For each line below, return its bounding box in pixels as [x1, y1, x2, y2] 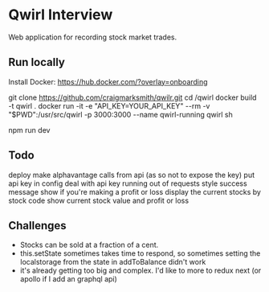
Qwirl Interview [8, 6, 113, 24]
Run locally [8, 56, 66, 69]
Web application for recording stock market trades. [8, 32, 177, 42]
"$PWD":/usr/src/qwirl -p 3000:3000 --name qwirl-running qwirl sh [8, 109, 233, 119]
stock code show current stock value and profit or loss [8, 195, 190, 205]
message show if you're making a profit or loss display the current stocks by [8, 187, 261, 196]
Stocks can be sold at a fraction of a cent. [19, 240, 159, 250]
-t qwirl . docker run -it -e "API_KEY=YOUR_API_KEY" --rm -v [8, 101, 210, 110]
